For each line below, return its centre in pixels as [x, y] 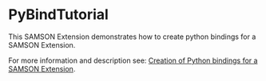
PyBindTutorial [59, 15]
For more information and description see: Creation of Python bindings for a [133, 60]
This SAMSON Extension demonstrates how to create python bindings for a [132, 37]
